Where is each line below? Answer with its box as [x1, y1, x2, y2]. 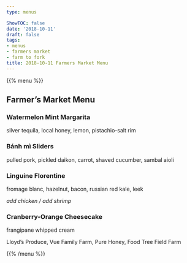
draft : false [6, 31, 40, 37]
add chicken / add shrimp [6, 197, 72, 204]
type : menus [6, 9, 37, 15]
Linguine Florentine [6, 171, 66, 180]
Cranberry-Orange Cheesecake [6, 212, 103, 221]
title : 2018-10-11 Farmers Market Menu [6, 59, 109, 66]
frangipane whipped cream [6, 226, 75, 234]
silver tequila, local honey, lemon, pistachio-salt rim [6, 127, 136, 134]
